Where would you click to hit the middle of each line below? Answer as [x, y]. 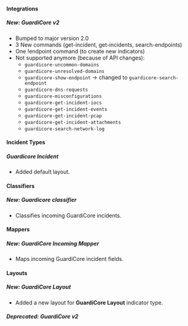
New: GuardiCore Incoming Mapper [53, 243]
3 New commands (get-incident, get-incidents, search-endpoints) [99, 45]
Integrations [22, 9]
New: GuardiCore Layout [39, 287]
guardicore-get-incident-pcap [63, 116]
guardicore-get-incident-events [66, 109]
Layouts [17, 273]
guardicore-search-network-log [65, 129]
